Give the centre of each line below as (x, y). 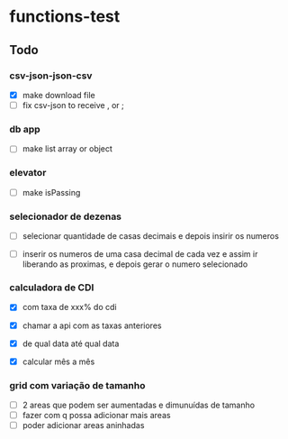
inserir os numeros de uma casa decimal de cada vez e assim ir (140, 254)
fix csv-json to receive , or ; (73, 105)
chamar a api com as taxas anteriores (92, 325)
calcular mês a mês (58, 361)
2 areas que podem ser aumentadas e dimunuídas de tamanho (138, 405)
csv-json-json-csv (51, 76)
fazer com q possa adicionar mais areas (96, 416)
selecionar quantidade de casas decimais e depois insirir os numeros (150, 236)
